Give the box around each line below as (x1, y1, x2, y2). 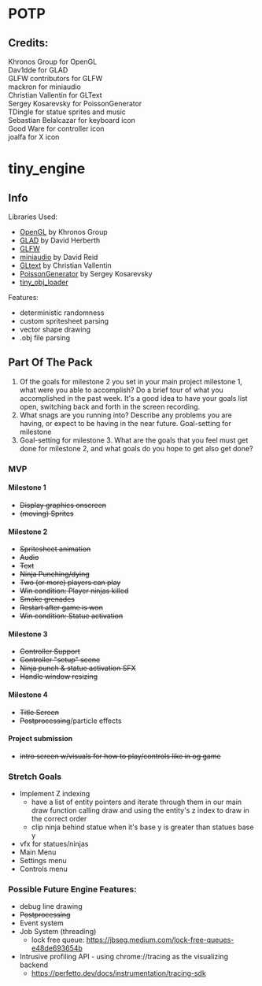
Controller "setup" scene (19, 655, 101, 665)
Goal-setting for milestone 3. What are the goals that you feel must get (19, 435, 249, 445)
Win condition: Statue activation (19, 611, 124, 621)
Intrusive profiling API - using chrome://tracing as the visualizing (19, 952, 228, 962)
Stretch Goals (8, 771, 61, 782)
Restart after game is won (19, 603, 104, 613)
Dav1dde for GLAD (8, 65, 68, 75)
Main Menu (19, 847, 57, 857)
